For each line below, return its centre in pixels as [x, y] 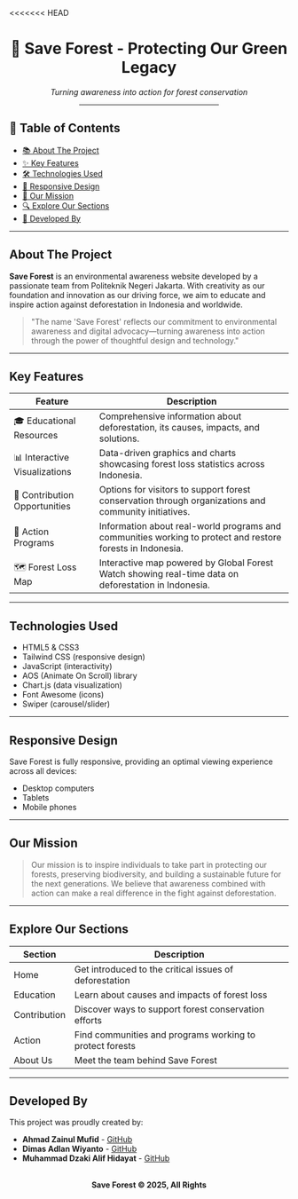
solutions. [119, 438]
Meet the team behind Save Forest [145, 1060]
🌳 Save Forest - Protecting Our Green [149, 49]
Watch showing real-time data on [169, 574]
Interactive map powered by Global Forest [186, 563]
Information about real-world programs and [190, 526]
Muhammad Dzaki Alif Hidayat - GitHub [96, 1158]
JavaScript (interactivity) [67, 667]
